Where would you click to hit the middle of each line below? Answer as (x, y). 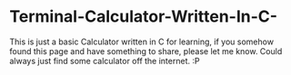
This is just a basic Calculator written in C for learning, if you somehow (142, 42)
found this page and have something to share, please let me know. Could (146, 51)
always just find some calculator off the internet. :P (105, 61)
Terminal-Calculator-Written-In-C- (144, 17)
